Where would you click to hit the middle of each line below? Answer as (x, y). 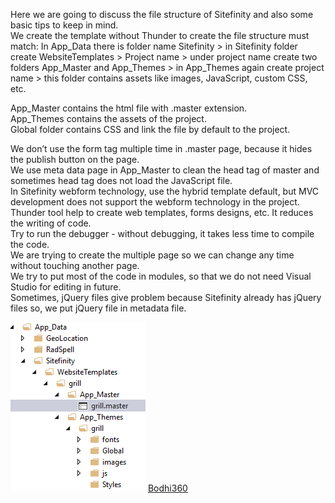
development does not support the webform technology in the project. (155, 202)
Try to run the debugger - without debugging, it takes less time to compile (162, 233)
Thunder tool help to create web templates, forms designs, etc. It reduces (162, 212)
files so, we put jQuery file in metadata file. (98, 308)
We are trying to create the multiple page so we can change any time (152, 255)
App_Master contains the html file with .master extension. (129, 108)
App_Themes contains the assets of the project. (108, 118)
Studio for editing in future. (66, 287)
